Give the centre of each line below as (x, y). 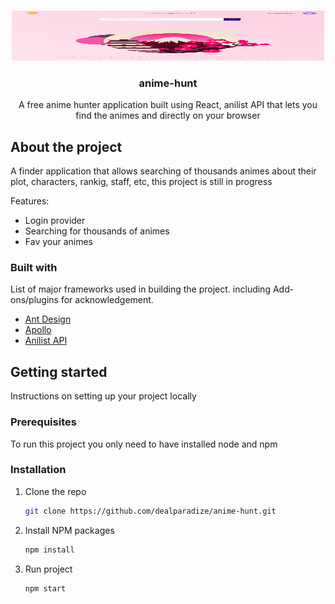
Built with (34, 268)
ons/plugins (34, 300)
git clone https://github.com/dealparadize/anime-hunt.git (150, 511)
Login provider (55, 221)
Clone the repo (55, 491)
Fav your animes (58, 242)
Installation (38, 470)
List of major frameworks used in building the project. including (140, 289)
